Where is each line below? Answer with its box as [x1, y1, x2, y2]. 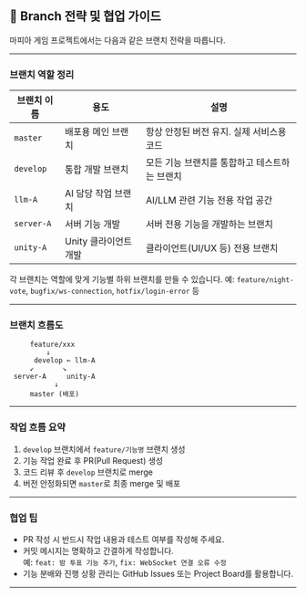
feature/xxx [29, 340, 76, 350]
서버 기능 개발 [65, 218, 121, 231]
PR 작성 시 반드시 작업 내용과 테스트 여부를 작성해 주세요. [22, 534, 225, 545]
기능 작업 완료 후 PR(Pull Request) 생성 [22, 455, 164, 466]
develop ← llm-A [33, 356, 96, 365]
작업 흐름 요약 [9, 421, 66, 434]
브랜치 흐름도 [9, 319, 64, 331]
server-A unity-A [13, 372, 96, 382]
